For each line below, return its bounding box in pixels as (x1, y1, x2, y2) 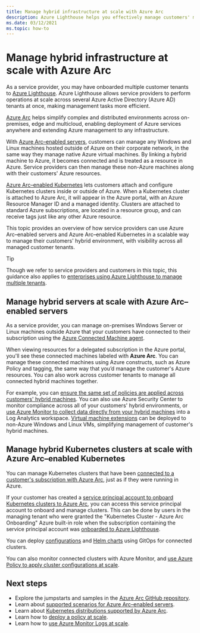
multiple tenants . (6, 280, 48, 287)
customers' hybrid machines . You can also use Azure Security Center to (6, 396, 183, 402)
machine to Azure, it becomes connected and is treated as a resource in (6, 157, 183, 165)
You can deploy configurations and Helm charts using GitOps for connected (6, 537, 192, 544)
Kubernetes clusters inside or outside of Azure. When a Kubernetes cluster (6, 188, 190, 195)
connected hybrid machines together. (6, 378, 98, 384)
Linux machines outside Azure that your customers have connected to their (6, 328, 190, 335)
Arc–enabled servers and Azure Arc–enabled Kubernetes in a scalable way (6, 231, 189, 238)
